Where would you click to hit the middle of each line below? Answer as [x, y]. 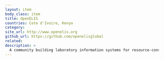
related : [14, 41]
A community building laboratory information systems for [70, 50]
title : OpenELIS [21, 18]
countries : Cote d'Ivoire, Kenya [39, 23]
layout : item [18, 9]
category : [15, 28]
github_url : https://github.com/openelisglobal [54, 37]
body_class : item [23, 14]
